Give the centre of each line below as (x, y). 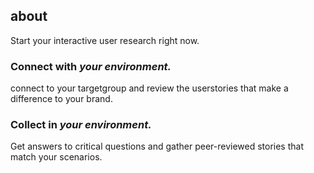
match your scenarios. (56, 157)
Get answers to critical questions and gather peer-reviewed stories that (157, 146)
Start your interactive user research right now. (105, 40)
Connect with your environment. (91, 66)
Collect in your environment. (81, 125)
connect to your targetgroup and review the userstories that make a (149, 88)
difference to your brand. (61, 99)
